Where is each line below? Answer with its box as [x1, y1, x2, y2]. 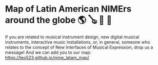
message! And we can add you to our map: [5, 49, 92, 55]
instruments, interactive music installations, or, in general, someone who [5, 39, 150, 45]
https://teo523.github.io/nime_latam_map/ [5, 54, 89, 60]
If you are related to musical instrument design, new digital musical [5, 34, 139, 40]
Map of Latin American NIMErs [5, 3, 132, 15]
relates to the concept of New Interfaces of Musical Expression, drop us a [5, 44, 153, 50]
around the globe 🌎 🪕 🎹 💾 [5, 15, 112, 26]
